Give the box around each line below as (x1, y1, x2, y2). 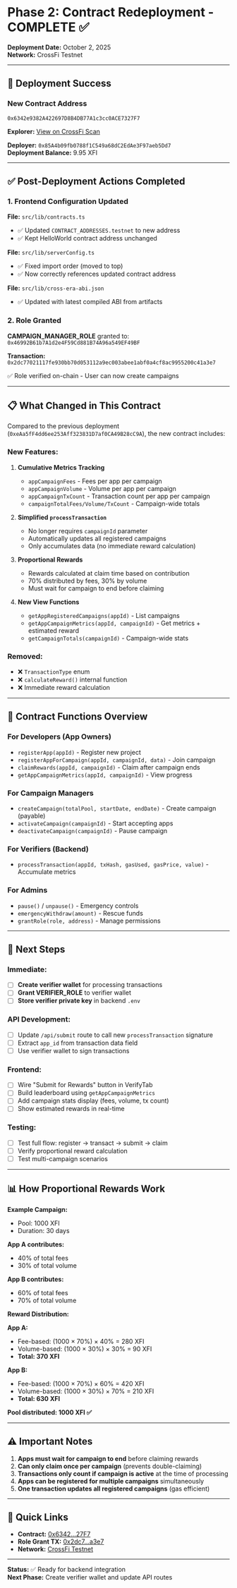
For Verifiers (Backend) (7, 844, 90, 854)
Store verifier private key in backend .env (17, 996, 141, 1005)
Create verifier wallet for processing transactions (17, 981, 163, 989)
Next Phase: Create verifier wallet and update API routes (7, 1573, 173, 1582)
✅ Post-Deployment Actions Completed (7, 176, 186, 188)
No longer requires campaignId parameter (28, 526, 148, 535)
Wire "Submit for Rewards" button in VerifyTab (17, 1081, 153, 1089)
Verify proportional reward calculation (17, 1146, 128, 1155)
